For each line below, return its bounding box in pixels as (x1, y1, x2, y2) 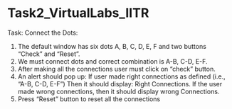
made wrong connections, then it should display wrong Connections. (17, 87, 220, 96)
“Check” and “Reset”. (17, 50, 80, 58)
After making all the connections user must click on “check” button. (17, 64, 216, 73)
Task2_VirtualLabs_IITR (7, 5, 149, 21)
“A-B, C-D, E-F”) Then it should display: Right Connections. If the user (17, 79, 223, 88)
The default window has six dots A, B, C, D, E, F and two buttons (17, 42, 206, 50)
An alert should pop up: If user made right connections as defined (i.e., (17, 72, 226, 81)
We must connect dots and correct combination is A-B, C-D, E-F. (17, 57, 208, 65)
